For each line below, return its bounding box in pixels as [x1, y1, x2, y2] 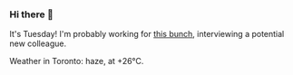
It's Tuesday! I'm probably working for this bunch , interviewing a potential [9, 29, 285, 40]
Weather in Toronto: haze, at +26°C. [9, 56, 144, 67]
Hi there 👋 [9, 8, 54, 21]
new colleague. [9, 38, 66, 49]
